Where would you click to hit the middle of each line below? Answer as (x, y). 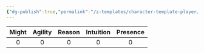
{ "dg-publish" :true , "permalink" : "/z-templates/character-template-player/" (104, 12)
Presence (130, 32)
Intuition (98, 32)
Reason (69, 32)
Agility (42, 32)
